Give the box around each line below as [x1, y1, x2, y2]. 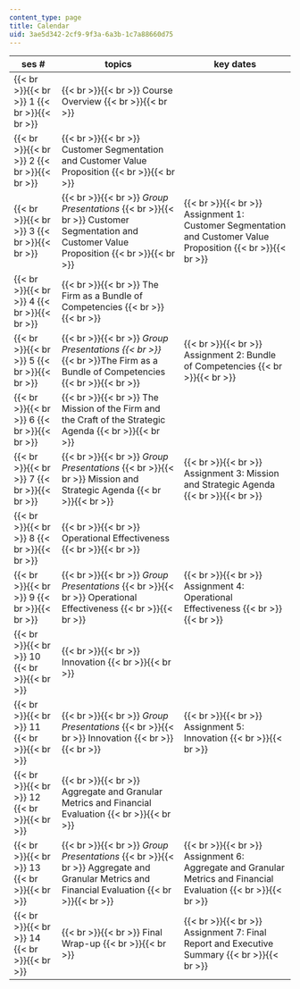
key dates [213, 58, 257, 71]
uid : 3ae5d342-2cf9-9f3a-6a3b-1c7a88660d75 [9, 29, 174, 38]
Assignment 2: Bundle [183, 349, 277, 362]
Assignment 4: [183, 580, 245, 592]
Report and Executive [183, 937, 274, 950]
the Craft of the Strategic [61, 414, 166, 426]
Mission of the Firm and [61, 403, 161, 415]
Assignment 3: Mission [183, 467, 279, 480]
